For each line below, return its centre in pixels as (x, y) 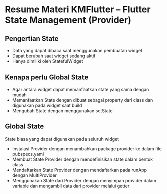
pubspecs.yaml (28, 154)
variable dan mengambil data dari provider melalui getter (71, 186)
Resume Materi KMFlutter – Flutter (78, 9)
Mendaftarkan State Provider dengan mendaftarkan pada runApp (79, 170)
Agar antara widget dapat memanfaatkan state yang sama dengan (80, 89)
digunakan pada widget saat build (47, 105)
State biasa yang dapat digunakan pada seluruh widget (62, 139)
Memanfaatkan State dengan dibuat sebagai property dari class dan (82, 100)
